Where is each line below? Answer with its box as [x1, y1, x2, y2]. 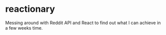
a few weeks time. [5, 25, 43, 31]
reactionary [5, 3, 55, 15]
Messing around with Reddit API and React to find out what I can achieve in [5, 20, 161, 26]
